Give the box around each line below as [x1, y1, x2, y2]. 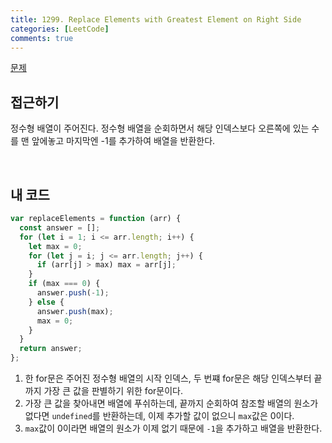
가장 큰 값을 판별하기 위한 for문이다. [43, 385, 183, 396]
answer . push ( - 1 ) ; [36, 288, 110, 298]
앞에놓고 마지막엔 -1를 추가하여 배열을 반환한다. [31, 135, 216, 147]
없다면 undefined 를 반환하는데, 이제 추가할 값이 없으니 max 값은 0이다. [24, 410, 295, 421]
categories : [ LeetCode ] [10, 24, 110, 34]
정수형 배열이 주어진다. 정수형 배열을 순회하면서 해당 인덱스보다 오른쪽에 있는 [10, 122, 310, 135]
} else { [28, 297, 65, 307]
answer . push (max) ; [36, 306, 114, 316]
